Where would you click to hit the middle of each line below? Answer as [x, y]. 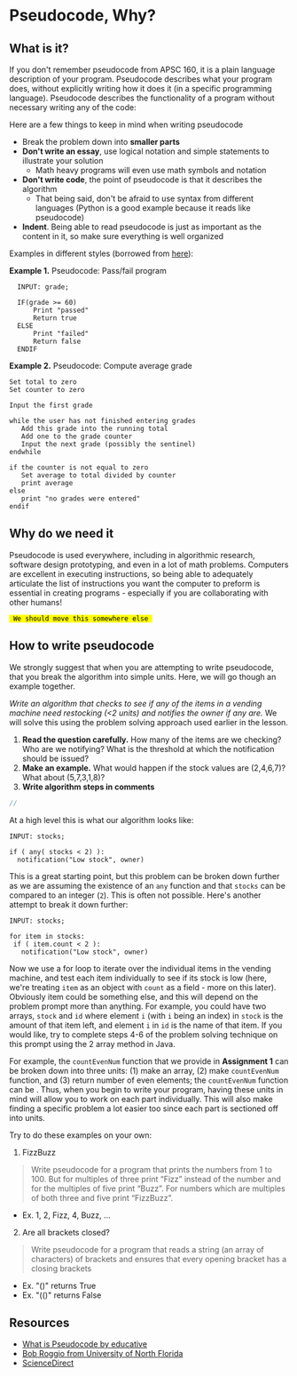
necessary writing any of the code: [73, 107]
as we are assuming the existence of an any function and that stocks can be [148, 885]
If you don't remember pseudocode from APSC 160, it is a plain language [142, 69]
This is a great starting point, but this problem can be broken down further [145, 876]
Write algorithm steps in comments [88, 787]
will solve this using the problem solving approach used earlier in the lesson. [148, 722]
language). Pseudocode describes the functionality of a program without [142, 98]
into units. [27, 1117]
